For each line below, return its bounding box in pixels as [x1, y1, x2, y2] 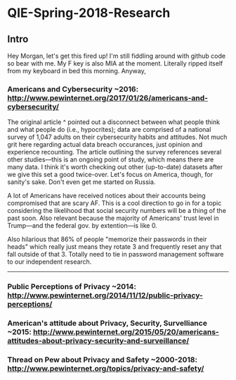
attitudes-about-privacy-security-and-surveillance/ [7, 336, 190, 346]
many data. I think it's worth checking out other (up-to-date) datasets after [7, 163, 223, 171]
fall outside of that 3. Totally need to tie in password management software [7, 250, 224, 259]
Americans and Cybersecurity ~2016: [7, 84, 139, 94]
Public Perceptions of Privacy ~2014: [7, 282, 137, 292]
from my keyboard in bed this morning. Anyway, [7, 67, 146, 75]
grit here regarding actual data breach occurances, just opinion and [7, 140, 203, 149]
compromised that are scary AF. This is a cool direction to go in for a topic [7, 199, 222, 207]
